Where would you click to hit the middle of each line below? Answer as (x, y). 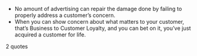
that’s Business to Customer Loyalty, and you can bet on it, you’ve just (103, 28)
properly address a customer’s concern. (65, 15)
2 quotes (17, 46)
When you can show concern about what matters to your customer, (99, 22)
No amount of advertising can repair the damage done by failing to (98, 9)
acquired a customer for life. (50, 35)
